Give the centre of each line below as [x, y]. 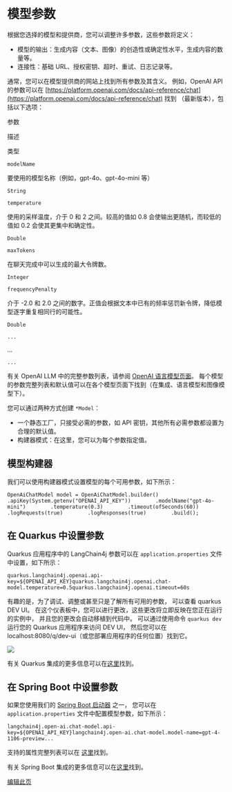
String [17, 191]
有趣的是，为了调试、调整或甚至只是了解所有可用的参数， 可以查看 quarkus [114, 601]
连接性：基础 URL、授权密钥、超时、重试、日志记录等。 [97, 66]
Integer [18, 277]
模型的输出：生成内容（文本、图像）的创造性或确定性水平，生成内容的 [117, 49]
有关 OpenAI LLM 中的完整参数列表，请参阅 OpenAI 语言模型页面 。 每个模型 [115, 376]
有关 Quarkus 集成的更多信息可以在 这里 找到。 [72, 663]
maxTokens [21, 250]
